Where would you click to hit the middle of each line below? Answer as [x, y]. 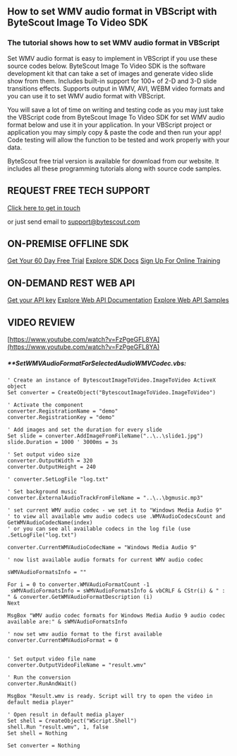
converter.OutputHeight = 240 [52, 466]
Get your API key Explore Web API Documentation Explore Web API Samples [118, 300]
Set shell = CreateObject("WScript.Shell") [72, 721]
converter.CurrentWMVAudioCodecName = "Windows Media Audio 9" [102, 547]
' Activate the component [45, 405]
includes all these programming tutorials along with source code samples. [115, 168]
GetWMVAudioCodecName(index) [50, 522]
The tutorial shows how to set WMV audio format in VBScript [114, 43]
